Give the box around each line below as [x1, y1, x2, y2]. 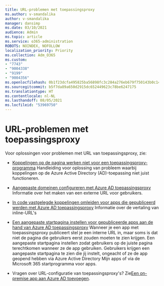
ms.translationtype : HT [5, 89, 54, 94]
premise [12, 275, 29, 281]
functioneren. [12, 175, 40, 181]
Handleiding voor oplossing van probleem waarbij [36, 165, 137, 171]
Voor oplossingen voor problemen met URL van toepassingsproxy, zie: [5, 150, 147, 156]
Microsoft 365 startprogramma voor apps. [12, 261, 97, 266]
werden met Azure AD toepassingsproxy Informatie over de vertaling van [12, 204, 159, 210]
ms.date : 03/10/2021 [5, 25, 47, 30]
